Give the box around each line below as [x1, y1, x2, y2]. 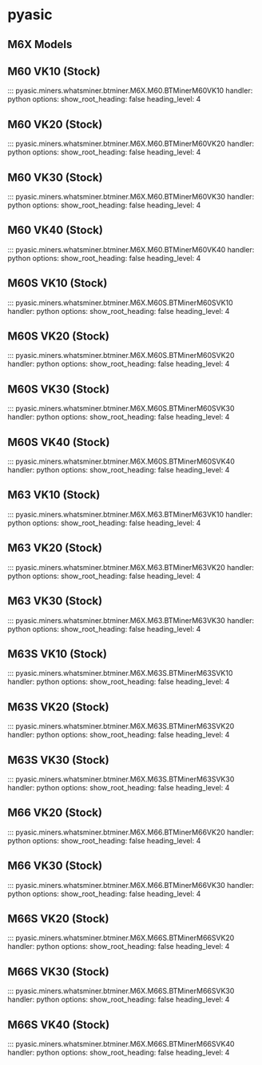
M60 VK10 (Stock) [7, 64, 101, 78]
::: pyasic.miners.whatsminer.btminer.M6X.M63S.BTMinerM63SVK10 [7, 669, 233, 678]
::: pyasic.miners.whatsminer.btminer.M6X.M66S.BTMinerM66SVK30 [7, 987, 235, 996]
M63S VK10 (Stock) [7, 647, 107, 661]
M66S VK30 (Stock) [7, 965, 109, 979]
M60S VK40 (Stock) [7, 435, 110, 449]
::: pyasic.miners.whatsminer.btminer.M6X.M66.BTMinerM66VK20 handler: [7, 827, 255, 837]
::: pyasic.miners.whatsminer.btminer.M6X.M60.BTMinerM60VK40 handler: [7, 244, 255, 254]
